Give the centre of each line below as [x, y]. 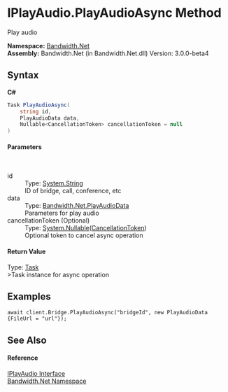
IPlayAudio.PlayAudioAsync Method [114, 13]
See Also [27, 340]
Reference [23, 358]
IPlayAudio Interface [36, 373]
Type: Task [23, 267]
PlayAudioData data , [50, 118]
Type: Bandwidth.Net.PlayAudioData [77, 206]
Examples [29, 296]
